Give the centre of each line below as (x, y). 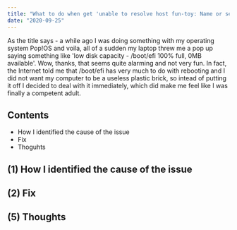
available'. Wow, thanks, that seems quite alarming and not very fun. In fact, (117, 63)
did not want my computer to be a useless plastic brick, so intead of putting (117, 78)
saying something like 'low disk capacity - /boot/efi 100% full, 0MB (105, 55)
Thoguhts (31, 147)
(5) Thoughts (37, 217)
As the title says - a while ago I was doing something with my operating (111, 40)
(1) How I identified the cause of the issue (100, 169)
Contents (28, 115)
